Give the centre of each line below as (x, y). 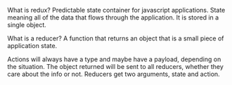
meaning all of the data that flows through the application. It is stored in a (113, 17)
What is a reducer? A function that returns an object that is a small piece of (116, 38)
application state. (32, 46)
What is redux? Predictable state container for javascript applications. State (116, 10)
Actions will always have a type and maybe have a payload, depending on (114, 59)
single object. (27, 25)
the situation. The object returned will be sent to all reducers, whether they (115, 67)
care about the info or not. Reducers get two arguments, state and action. (114, 74)
